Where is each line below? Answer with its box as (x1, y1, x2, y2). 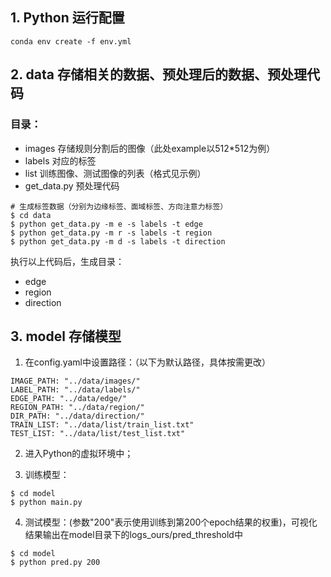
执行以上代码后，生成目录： (10, 255, 125, 267)
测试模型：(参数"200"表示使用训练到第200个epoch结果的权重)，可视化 (24, 516, 318, 528)
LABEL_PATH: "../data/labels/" (10, 385, 141, 395)
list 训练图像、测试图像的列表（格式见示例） (24, 167, 207, 179)
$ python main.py (10, 498, 83, 508)
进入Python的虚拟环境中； (24, 448, 134, 460)
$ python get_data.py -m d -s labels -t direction (10, 236, 226, 247)
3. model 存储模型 (10, 328, 122, 345)
